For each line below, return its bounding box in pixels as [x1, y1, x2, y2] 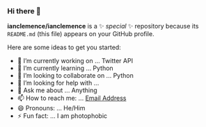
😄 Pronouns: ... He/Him [17, 104, 86, 112]
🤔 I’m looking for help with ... [17, 79, 100, 87]
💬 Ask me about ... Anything [17, 86, 97, 94]
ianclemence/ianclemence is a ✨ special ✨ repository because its [7, 22, 199, 31]
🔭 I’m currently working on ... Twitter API [17, 57, 134, 65]
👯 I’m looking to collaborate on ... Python [17, 71, 134, 80]
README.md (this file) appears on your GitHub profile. [7, 30, 154, 38]
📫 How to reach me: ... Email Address [17, 94, 127, 103]
